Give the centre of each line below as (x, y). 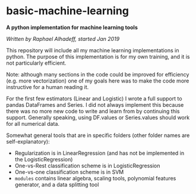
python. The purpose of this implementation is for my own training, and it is (98, 56)
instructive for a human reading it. (48, 87)
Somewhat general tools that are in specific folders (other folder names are (98, 135)
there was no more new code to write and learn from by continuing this (93, 111)
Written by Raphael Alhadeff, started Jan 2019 (63, 39)
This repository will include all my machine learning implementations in (93, 50)
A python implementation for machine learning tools (72, 27)
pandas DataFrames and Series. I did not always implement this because (95, 104)
